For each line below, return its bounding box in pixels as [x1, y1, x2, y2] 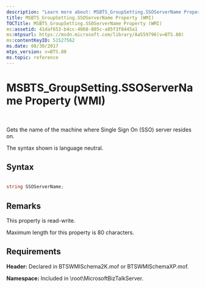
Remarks [6, 201, 41, 211]
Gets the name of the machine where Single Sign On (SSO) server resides [6, 126, 192, 133]
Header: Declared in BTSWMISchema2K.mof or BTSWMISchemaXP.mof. [6, 262, 189, 270]
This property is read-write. [6, 216, 76, 224]
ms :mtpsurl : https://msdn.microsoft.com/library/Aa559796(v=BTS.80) [6, 32, 184, 38]
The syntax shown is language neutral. [6, 144, 104, 152]
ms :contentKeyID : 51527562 [6, 37, 75, 43]
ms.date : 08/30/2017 [6, 43, 59, 50]
